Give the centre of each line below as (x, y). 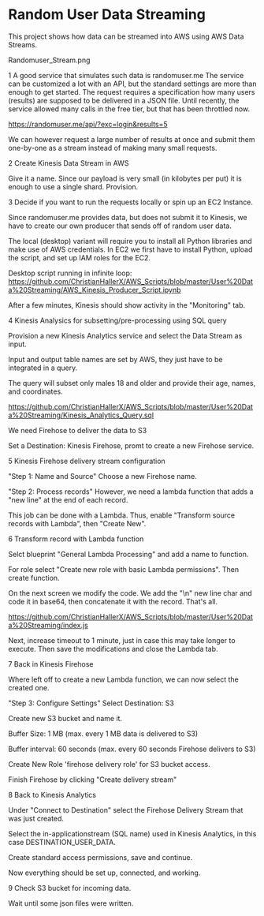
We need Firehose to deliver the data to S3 (78, 430)
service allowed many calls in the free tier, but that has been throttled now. (129, 109)
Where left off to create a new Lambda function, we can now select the (123, 679)
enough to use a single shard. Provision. (73, 186)
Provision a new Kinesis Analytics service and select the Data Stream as (125, 335)
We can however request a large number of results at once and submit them (132, 139)
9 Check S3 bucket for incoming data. (70, 888)
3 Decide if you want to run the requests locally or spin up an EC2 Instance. (131, 202)
